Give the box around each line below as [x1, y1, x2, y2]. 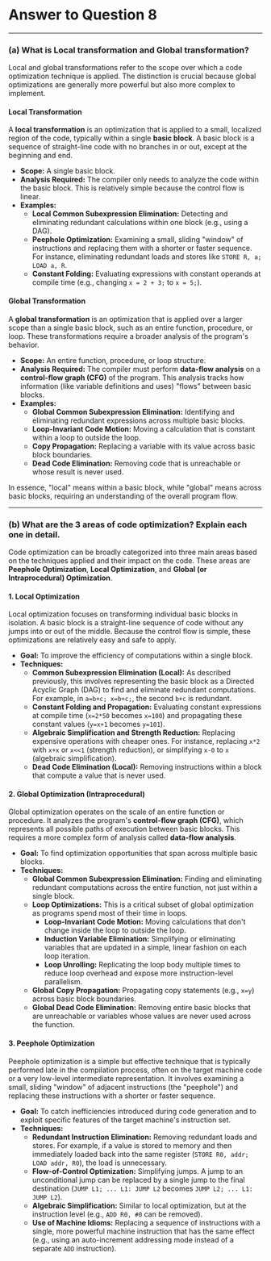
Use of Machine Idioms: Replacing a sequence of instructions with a [31, 1217, 261, 1227]
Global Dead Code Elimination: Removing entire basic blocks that [31, 1003, 252, 1013]
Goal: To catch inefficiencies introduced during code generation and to [19, 1106, 256, 1116]
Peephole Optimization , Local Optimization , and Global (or [8, 564, 207, 574]
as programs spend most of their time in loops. [31, 908, 188, 918]
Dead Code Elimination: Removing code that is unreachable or [31, 458, 241, 468]
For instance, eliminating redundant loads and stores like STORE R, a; [31, 252, 262, 261]
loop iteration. [44, 951, 90, 961]
